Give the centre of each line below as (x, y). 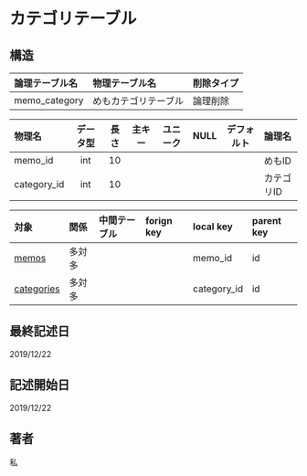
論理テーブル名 (46, 83)
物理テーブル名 (125, 83)
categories (37, 289)
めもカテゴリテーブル (138, 101)
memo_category (49, 100)
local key (213, 227)
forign (159, 221)
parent (266, 221)
